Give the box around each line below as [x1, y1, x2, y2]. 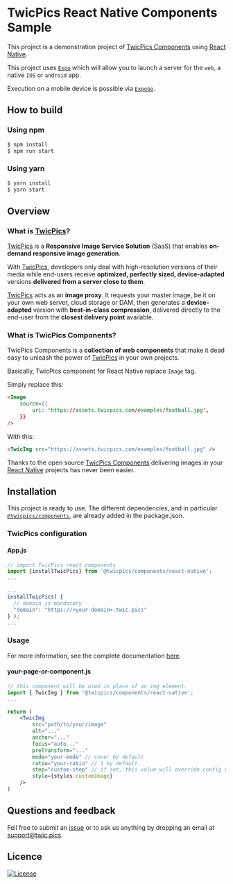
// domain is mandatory [13, 599, 82, 607]
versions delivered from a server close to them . [7, 278, 146, 286]
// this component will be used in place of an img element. [7, 683, 188, 690]
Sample [7, 19, 52, 35]
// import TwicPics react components [7, 561, 116, 569]
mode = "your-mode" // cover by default [32, 753, 144, 760]
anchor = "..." [32, 734, 70, 741]
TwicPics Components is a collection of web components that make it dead [7, 346, 225, 355]
